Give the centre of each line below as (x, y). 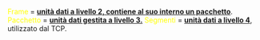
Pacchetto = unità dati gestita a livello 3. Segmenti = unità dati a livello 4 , (130, 20)
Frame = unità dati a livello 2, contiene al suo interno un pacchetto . (120, 12)
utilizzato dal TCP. (37, 28)
